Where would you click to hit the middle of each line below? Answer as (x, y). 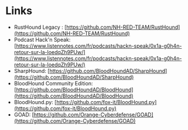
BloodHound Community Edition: (53, 83)
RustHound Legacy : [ (40, 27)
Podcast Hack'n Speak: (42, 39)
